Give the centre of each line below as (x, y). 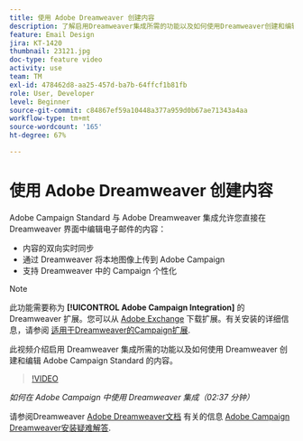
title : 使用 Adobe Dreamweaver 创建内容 (82, 18)
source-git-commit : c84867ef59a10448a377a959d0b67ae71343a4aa (129, 110)
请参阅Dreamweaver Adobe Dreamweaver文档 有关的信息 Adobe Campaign (150, 416)
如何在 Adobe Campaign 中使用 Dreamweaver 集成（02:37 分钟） (132, 397)
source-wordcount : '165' (56, 127)
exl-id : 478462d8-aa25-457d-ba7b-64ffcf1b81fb (98, 85)
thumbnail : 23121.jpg (50, 52)
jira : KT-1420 (36, 43)
